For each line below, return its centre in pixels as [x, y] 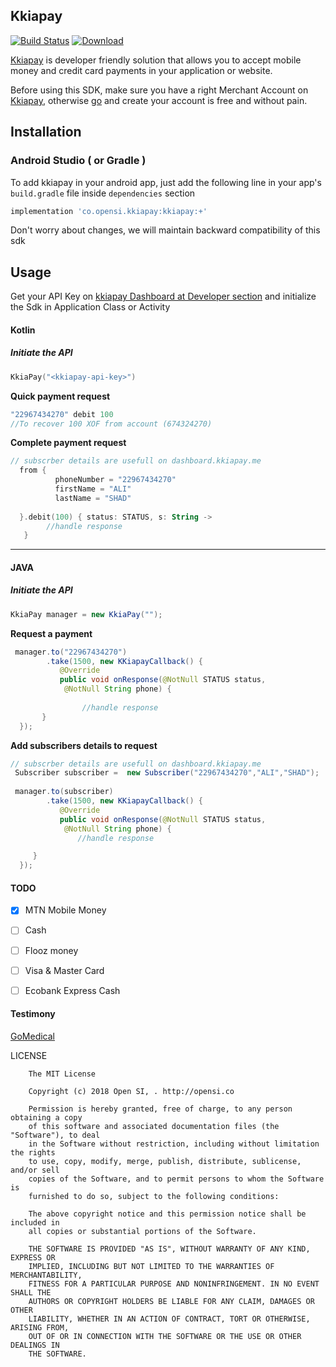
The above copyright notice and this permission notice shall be [167, 1214]
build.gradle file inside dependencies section [103, 193]
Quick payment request [60, 396]
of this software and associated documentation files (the [154, 1126]
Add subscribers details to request [84, 745]
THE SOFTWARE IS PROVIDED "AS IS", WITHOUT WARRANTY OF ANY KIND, [169, 1249]
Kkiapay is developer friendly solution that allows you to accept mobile [156, 60]
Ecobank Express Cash [72, 990]
